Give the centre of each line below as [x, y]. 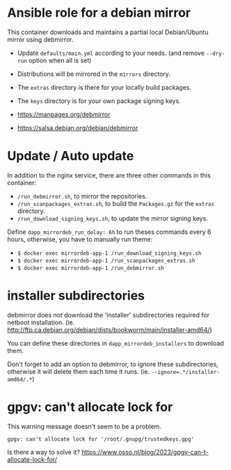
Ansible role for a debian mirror [99, 13]
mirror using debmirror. [40, 39]
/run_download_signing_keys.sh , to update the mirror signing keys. [113, 218]
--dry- [216, 54]
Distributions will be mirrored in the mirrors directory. [94, 74]
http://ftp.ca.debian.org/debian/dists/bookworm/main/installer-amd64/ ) [110, 329]
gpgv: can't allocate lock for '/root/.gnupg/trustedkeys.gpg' [101, 439]
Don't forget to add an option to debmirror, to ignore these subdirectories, [113, 364]
